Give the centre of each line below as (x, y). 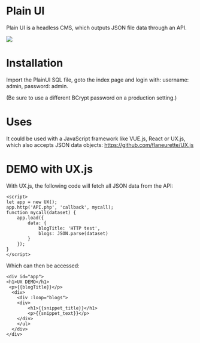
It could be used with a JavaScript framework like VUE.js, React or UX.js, (96, 139)
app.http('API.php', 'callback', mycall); (60, 207)
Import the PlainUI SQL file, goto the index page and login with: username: (98, 80)
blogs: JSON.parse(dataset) (73, 233)
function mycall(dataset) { (41, 212)
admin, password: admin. (37, 86)
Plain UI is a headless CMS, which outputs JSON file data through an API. (96, 28)
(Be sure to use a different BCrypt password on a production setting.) (92, 98)
